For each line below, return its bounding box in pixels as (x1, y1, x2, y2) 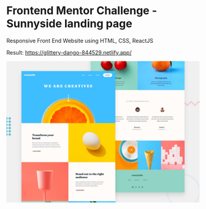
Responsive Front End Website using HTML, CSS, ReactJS (6, 37, 153, 44)
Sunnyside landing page (6, 17, 133, 31)
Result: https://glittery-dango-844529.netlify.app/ (6, 48, 132, 56)
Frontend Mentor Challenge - (6, 4, 158, 18)
